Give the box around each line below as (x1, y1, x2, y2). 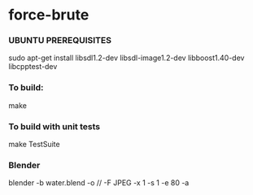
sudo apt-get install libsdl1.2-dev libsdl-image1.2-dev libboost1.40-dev (8, 53, 245, 63)
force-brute (8, 6, 89, 24)
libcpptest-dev (8, 62, 58, 71)
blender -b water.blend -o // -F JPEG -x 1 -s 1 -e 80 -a (8, 178, 190, 188)
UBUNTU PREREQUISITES (8, 35, 112, 46)
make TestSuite (8, 140, 60, 149)
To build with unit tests (8, 120, 100, 132)
